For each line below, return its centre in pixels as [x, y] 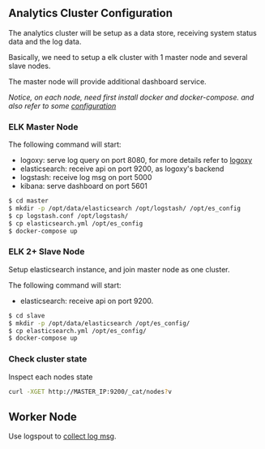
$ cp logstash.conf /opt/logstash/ [68, 216]
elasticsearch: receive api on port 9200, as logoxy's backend [122, 169]
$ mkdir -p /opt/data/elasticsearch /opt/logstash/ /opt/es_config [125, 208]
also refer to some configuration [62, 105]
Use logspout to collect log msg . [62, 436]
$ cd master [28, 201]
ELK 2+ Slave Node [47, 252]
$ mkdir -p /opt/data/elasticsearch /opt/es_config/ [99, 323]
